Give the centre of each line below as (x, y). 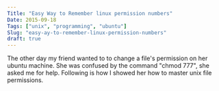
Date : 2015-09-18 (32, 20)
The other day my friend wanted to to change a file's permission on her (107, 58)
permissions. (25, 80)
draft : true (24, 39)
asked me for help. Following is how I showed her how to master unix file (109, 73)
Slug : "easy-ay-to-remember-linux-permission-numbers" (87, 32)
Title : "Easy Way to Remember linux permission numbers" (90, 13)
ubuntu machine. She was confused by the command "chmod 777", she (108, 66)
